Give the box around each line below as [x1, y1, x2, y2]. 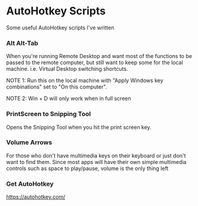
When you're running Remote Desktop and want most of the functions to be [6, 53, 193, 60]
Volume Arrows [6, 138, 52, 147]
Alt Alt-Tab [6, 39, 39, 47]
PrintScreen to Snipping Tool [6, 110, 91, 118]
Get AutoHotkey [6, 180, 54, 188]
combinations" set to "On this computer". [6, 83, 107, 90]
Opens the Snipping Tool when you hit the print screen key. [6, 123, 152, 131]
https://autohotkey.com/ [6, 193, 66, 201]
